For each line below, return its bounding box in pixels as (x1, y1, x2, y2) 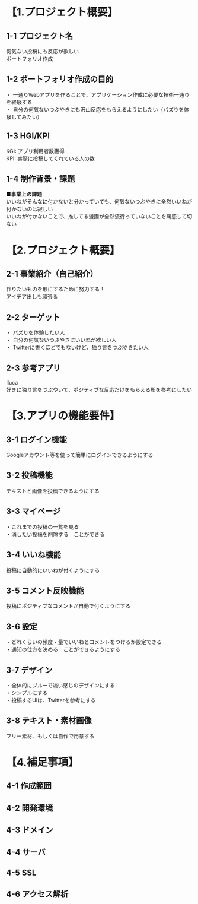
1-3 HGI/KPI (6, 131, 50, 141)
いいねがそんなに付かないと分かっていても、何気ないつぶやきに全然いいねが (6, 198, 193, 205)
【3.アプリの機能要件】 (6, 409, 120, 423)
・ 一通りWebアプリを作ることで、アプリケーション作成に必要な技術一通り (6, 91, 190, 98)
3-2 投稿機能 (6, 470, 53, 481)
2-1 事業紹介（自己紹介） (6, 269, 98, 279)
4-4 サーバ (6, 847, 46, 857)
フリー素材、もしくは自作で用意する (6, 732, 95, 740)
